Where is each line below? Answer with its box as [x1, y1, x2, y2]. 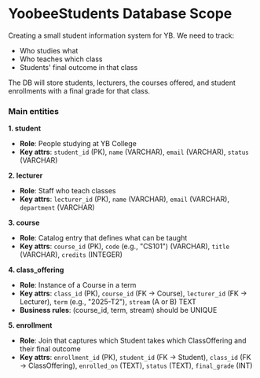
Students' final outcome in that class [19, 62, 138, 72]
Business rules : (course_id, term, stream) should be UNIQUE [19, 306, 218, 315]
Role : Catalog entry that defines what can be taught [19, 233, 188, 243]
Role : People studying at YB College [19, 139, 137, 149]
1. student [8, 123, 42, 134]
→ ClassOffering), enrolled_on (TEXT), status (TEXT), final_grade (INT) [19, 361, 253, 370]
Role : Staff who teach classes [19, 186, 116, 196]
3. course [8, 218, 40, 228]
